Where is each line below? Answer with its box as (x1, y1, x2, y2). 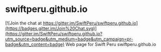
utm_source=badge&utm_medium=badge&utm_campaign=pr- (5, 36, 133, 42)
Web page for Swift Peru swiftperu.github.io (65, 41, 156, 47)
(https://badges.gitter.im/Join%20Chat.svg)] (5, 25, 97, 31)
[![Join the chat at (5, 20, 42, 26)
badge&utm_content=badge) (5, 41, 65, 47)
